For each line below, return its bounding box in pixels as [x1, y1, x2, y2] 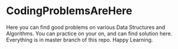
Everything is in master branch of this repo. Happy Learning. [6, 36, 153, 43]
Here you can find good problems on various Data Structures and [6, 24, 166, 31]
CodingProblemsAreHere [6, 4, 132, 18]
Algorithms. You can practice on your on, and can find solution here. [6, 30, 173, 37]
